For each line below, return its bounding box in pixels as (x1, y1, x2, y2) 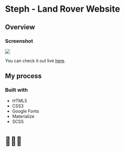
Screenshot (5, 38, 33, 44)
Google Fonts (12, 108, 39, 114)
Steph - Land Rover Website (5, 3, 120, 15)
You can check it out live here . (5, 58, 66, 64)
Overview (5, 23, 36, 31)
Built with (5, 86, 28, 93)
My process (5, 72, 42, 80)
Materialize (12, 113, 35, 119)
